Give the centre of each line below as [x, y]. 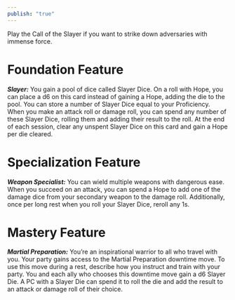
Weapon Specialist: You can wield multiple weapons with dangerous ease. [116, 182]
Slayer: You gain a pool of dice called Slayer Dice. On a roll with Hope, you [115, 89]
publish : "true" [31, 14]
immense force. [30, 41]
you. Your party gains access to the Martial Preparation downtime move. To [116, 259]
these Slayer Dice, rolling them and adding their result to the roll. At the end [116, 119]
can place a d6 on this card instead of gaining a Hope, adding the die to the [116, 96]
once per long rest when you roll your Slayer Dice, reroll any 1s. [99, 204]
